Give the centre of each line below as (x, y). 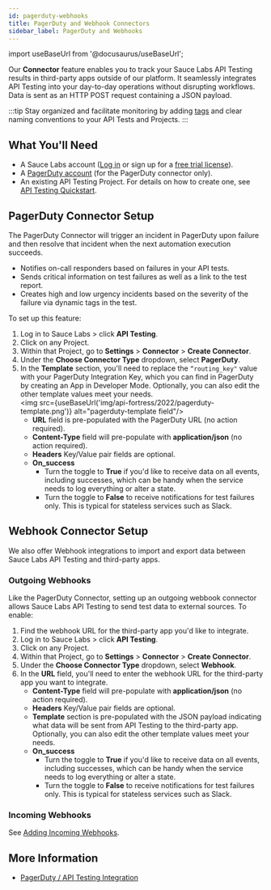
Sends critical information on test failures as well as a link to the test (133, 277)
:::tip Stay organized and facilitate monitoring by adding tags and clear (125, 111)
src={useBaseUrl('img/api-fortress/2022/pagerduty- (127, 403)
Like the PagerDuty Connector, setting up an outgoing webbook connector (133, 598)
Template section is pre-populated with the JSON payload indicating (147, 717)
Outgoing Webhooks (50, 580)
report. (32, 285)
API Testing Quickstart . (58, 190)
